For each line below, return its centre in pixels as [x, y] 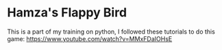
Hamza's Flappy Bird [67, 13]
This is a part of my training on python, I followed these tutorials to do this [111, 32]
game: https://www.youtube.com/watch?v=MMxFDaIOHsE [90, 38]
